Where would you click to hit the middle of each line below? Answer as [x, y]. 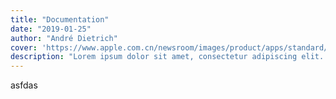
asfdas [24, 85]
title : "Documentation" [60, 19]
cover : [24, 47]
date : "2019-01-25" [51, 29]
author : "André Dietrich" [64, 38]
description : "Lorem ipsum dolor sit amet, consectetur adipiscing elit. [167, 57]
